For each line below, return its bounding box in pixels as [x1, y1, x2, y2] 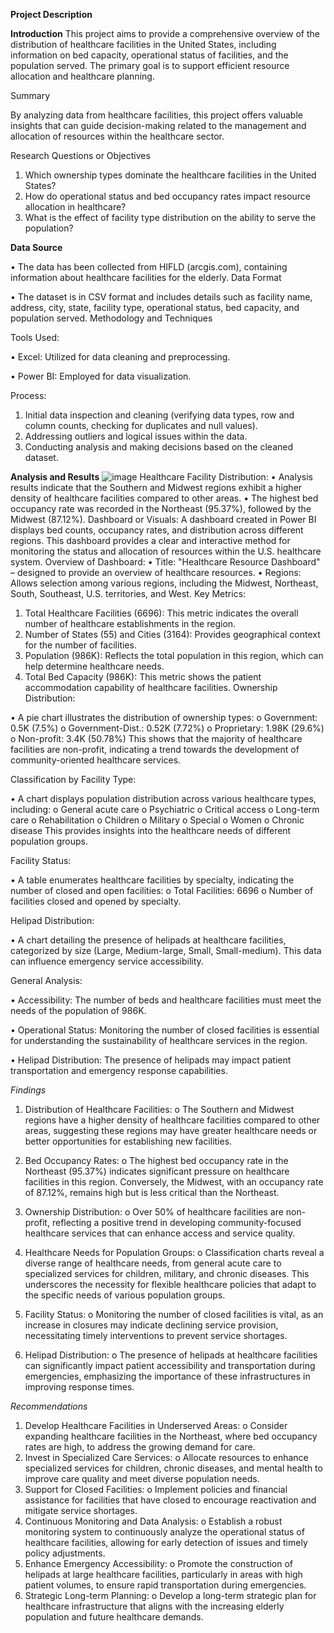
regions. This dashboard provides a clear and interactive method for [10, 535, 291, 546]
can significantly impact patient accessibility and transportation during [24, 1360, 316, 1371]
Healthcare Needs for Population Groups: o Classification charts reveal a [24, 1247, 325, 1258]
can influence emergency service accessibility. [10, 955, 204, 967]
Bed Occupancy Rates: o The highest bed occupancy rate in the [24, 1155, 289, 1166]
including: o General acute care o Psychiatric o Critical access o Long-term [10, 804, 320, 815]
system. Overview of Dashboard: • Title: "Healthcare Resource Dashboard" [10, 556, 321, 568]
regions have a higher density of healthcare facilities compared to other [24, 1114, 321, 1126]
